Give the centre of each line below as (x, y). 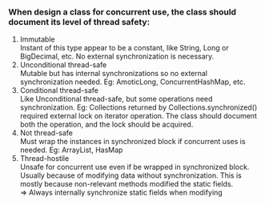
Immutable (37, 39)
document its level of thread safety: (79, 22)
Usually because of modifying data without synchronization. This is (130, 175)
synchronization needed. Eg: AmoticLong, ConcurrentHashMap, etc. (132, 82)
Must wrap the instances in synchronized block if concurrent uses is (132, 142)
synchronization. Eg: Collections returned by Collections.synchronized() (139, 107)
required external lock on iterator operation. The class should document (139, 116)
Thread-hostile (44, 159)
